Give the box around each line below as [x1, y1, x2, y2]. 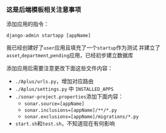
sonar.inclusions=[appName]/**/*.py [24, 107, 117, 113]
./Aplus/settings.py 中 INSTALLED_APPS [15, 85, 114, 93]
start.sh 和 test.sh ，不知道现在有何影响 [15, 120, 116, 128]
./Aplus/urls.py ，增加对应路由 [15, 77, 94, 85]
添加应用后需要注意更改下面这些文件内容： [6, 65, 113, 72]
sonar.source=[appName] [24, 101, 85, 107]
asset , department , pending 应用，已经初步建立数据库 [6, 52, 134, 59]
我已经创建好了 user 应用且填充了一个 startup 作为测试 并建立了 [6, 44, 161, 51]
